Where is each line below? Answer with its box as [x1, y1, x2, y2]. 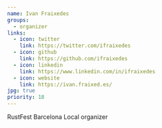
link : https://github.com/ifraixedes [19, 55, 128, 62]
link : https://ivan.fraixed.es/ [19, 81, 112, 88]
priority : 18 [7, 94, 45, 101]
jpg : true [7, 87, 36, 94]
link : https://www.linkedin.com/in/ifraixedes [19, 68, 156, 75]
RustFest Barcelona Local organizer [7, 113, 108, 121]
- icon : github [13, 49, 57, 56]
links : [7, 29, 26, 37]
